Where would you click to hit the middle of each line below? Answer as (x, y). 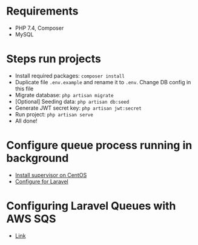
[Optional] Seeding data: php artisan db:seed (72, 101)
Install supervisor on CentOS (51, 175)
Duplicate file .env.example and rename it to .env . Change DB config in (103, 82)
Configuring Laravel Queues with (91, 206)
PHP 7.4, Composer (39, 28)
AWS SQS (31, 219)
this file (24, 89)
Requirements (42, 11)
